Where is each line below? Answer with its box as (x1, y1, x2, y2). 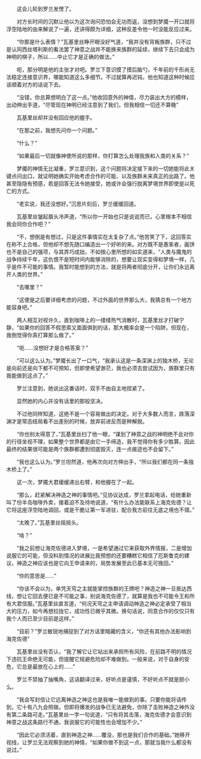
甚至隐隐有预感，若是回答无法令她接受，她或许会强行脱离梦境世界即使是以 (6, 180, 190, 187)
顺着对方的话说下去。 (11, 81, 64, 88)
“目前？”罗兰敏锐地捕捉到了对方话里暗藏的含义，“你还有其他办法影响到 (16, 628, 191, 635)
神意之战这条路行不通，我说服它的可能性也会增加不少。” (6, 719, 142, 725)
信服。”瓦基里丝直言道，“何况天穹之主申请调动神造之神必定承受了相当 (22, 600, 192, 607)
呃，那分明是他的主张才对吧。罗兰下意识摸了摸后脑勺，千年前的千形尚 (16, 66, 190, 73)
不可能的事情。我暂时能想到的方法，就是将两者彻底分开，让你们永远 (22, 263, 190, 270)
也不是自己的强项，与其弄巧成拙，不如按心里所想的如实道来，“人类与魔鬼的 (6, 248, 193, 255)
